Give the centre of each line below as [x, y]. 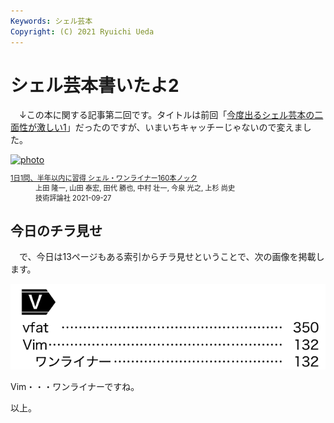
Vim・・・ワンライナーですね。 [75, 387]
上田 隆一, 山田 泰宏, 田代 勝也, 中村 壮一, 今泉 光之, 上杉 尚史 [135, 188]
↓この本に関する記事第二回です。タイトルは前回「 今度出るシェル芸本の [166, 115]
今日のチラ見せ [56, 231]
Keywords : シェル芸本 [51, 21]
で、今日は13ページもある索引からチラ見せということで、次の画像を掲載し [171, 257]
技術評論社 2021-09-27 [73, 198]
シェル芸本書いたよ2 [95, 85]
